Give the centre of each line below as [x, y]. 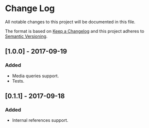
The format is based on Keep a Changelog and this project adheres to [75, 31]
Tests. [18, 81]
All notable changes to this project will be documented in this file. [70, 22]
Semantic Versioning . [26, 36]
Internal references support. [40, 120]
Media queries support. [35, 76]
